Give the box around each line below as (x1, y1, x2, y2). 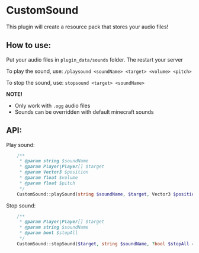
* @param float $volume (19, 175, 78, 181)
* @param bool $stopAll (19, 230, 78, 236)
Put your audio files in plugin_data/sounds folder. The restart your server (6, 56, 184, 63)
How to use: (6, 40, 52, 50)
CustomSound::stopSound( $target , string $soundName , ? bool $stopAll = (17, 241, 195, 246)
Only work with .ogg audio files (14, 102, 91, 109)
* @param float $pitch (19, 180, 76, 186)
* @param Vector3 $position (19, 169, 89, 175)
